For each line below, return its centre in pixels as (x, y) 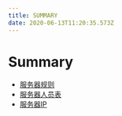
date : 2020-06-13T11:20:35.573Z (61, 23)
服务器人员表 (40, 95)
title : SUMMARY (33, 15)
